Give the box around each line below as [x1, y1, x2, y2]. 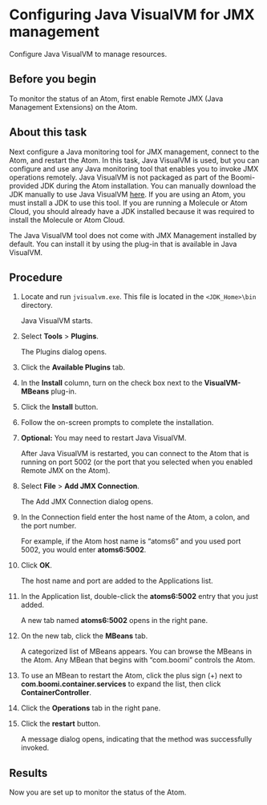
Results [9, 766, 48, 779]
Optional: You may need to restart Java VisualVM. [20, 433, 187, 443]
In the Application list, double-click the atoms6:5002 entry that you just [20, 592, 259, 601]
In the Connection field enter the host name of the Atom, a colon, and [20, 512, 250, 522]
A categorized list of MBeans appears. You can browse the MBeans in [20, 647, 252, 657]
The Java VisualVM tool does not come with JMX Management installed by [9, 230, 257, 240]
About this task [9, 126, 87, 140]
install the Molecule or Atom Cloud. [9, 215, 125, 225]
